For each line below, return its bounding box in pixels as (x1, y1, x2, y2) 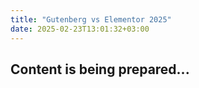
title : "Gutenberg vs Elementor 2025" (10, 14, 172, 25)
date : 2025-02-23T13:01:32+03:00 (10, 24, 150, 34)
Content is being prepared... (10, 61, 190, 78)
